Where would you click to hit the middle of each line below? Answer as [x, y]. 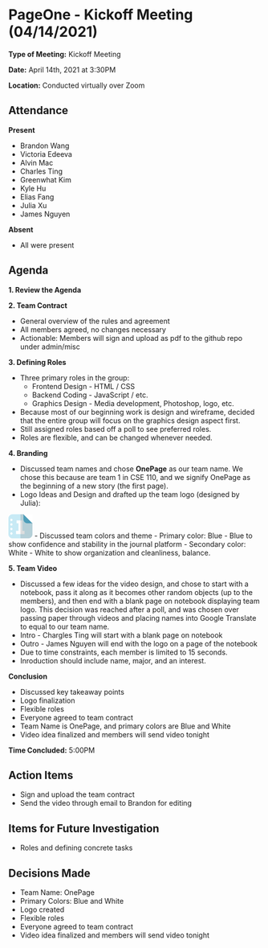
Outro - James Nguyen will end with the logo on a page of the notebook [139, 643]
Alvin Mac [37, 162]
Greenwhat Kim [46, 179]
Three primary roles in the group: [75, 378]
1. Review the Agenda [45, 289]
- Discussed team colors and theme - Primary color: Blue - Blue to [143, 536]
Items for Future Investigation [84, 829]
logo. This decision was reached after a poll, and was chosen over [129, 609]
